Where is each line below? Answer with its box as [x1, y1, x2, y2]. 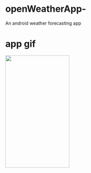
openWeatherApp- [5, 3, 86, 15]
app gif [5, 38, 36, 50]
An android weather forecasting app [5, 20, 82, 26]
